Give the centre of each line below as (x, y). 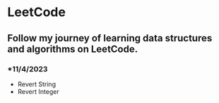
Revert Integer (38, 91)
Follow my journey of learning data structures (110, 38)
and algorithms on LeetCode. (73, 49)
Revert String (37, 84)
